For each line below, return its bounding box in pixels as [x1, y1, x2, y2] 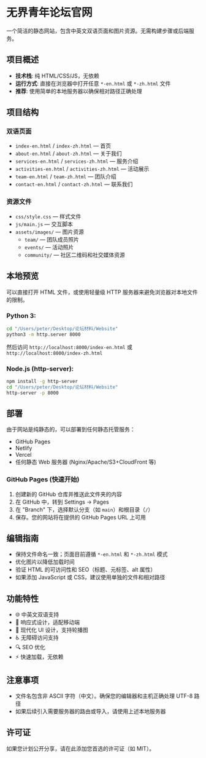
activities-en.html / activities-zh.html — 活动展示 [15, 165, 150, 173]
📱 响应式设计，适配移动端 [15, 618, 80, 626]
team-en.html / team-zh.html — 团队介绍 [15, 173, 116, 180]
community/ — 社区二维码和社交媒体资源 [24, 251, 126, 258]
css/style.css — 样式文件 [15, 213, 82, 220]
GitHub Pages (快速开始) [6, 475, 80, 484]
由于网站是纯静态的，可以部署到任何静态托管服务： [6, 425, 135, 433]
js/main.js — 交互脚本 [15, 220, 74, 227]
